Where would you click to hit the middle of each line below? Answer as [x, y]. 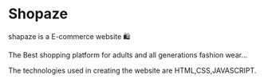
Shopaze [38, 14]
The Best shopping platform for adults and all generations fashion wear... [128, 55]
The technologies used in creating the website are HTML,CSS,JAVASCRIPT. [132, 70]
